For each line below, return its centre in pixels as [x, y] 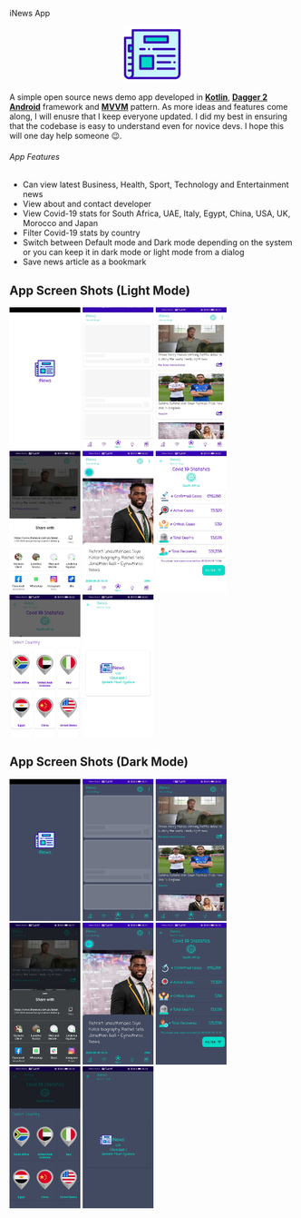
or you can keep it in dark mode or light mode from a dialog [133, 253]
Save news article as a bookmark [84, 262]
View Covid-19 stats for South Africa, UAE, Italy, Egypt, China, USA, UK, [156, 213]
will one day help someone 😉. [66, 136]
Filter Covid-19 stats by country [81, 233]
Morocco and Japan [60, 223]
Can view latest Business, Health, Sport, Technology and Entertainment [155, 184]
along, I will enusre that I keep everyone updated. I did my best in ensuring [149, 116]
